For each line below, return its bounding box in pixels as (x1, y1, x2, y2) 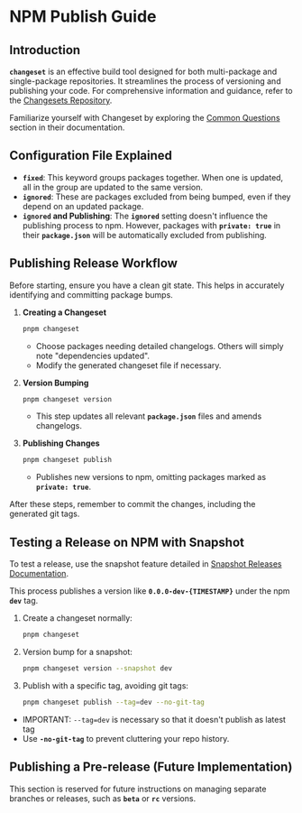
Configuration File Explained (9, 148, 173, 163)
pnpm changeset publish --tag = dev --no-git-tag (22, 698, 205, 707)
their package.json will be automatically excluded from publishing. (22, 229, 268, 240)
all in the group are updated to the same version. (22, 181, 203, 192)
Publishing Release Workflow (9, 255, 178, 272)
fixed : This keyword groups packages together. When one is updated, (22, 171, 284, 182)
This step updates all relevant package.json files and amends (35, 411, 262, 421)
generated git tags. (9, 508, 80, 520)
